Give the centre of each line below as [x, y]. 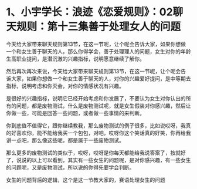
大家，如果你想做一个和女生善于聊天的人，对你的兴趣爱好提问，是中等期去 [101, 78]
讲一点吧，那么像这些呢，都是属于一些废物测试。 [65, 140]
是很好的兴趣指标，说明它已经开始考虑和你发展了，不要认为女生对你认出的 [96, 98]
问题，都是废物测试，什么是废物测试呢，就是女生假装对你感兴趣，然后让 [103, 106]
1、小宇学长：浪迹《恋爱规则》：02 [89, 12]
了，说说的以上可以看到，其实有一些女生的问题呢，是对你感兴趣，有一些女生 [98, 160]
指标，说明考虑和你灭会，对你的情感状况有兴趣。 [65, 86]
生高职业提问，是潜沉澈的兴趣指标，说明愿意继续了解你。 [75, 59]
